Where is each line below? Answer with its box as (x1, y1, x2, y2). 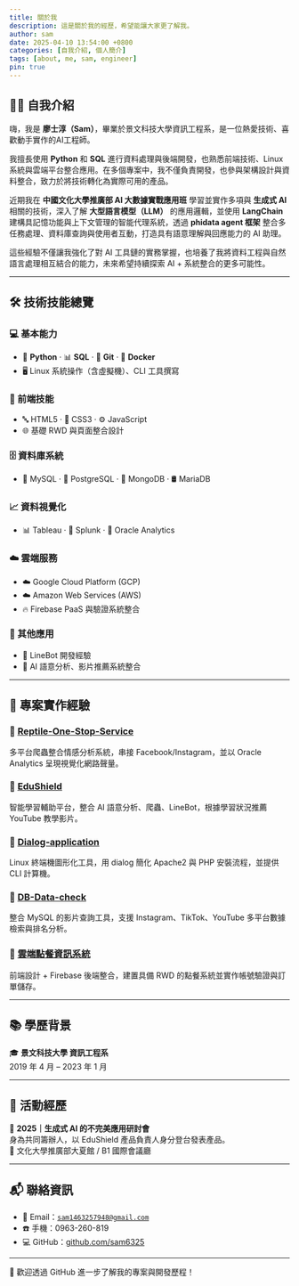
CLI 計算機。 (9, 868, 55, 879)
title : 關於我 (9, 12, 58, 22)
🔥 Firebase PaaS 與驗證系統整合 (21, 603, 141, 615)
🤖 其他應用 (9, 628, 55, 640)
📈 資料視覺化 (9, 501, 67, 513)
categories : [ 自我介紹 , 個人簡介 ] (9, 46, 126, 55)
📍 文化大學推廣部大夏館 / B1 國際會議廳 (9, 1145, 151, 1156)
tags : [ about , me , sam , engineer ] (9, 54, 138, 63)
